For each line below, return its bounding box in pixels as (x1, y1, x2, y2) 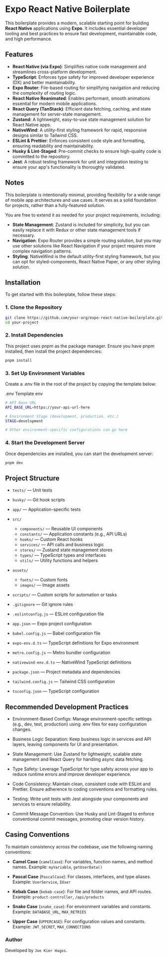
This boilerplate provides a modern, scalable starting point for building (5, 20, 149, 26)
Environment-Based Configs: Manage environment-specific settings (12, 716, 152, 722)
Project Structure (5, 474, 60, 482)
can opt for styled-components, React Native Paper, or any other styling (12, 258, 160, 264)
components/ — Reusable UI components (19, 526, 103, 532)
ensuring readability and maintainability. (12, 143, 94, 149)
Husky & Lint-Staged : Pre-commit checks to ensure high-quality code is (12, 148, 162, 154)
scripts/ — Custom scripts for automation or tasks (12, 592, 117, 598)
